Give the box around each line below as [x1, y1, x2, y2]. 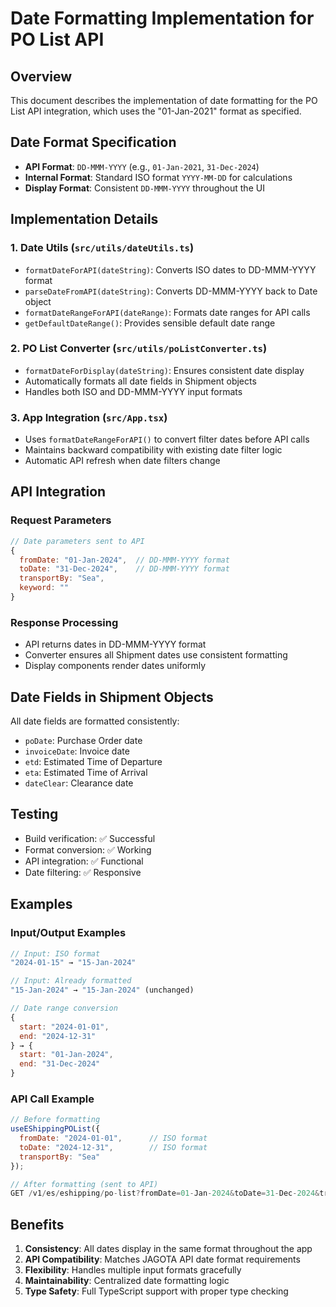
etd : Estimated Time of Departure [24, 756, 163, 768]
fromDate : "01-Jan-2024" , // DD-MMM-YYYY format [19, 555, 230, 565]
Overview [10, 68, 73, 85]
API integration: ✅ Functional [24, 855, 144, 867]
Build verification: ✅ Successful [24, 832, 156, 844]
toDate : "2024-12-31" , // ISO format [19, 1142, 208, 1152]
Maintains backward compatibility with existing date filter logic [24, 444, 283, 456]
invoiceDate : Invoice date [24, 745, 130, 757]
